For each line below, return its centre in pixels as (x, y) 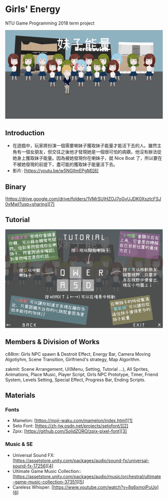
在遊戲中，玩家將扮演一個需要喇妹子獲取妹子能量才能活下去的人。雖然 (85, 146)
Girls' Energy (33, 9)
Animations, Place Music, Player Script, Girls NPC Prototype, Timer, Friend (82, 374)
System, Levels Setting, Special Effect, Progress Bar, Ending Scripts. (75, 380)
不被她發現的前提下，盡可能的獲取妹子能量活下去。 (65, 164)
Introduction (25, 133)
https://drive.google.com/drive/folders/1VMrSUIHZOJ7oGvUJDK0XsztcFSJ (84, 199)
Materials (20, 396)
